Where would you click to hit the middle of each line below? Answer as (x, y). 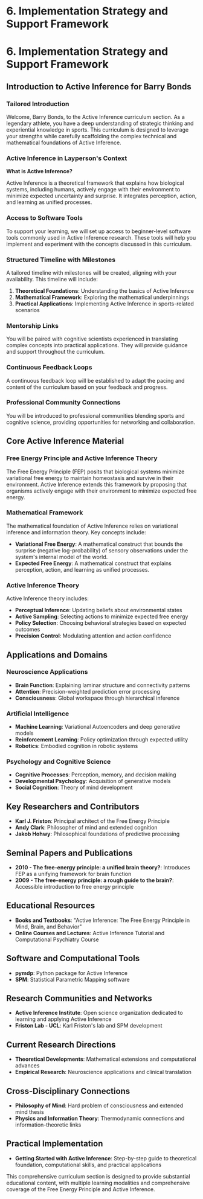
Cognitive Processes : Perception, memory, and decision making (95, 775)
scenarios (27, 310)
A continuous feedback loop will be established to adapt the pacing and (95, 380)
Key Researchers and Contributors (73, 806)
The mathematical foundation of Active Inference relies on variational (92, 526)
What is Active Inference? (39, 171)
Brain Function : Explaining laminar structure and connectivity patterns (102, 685)
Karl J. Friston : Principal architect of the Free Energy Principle (92, 821)
